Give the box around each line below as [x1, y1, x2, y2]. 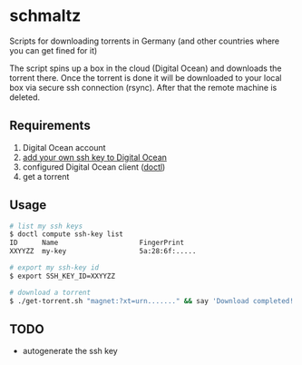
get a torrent [22, 171, 70, 182]
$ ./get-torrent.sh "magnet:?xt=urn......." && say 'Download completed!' [9, 296, 298, 305]
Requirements [9, 118, 91, 133]
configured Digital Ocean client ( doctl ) [22, 161, 166, 173]
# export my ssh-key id [9, 263, 100, 272]
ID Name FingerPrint [9, 238, 184, 248]
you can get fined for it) [9, 44, 98, 55]
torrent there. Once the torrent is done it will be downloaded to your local [9, 72, 282, 83]
